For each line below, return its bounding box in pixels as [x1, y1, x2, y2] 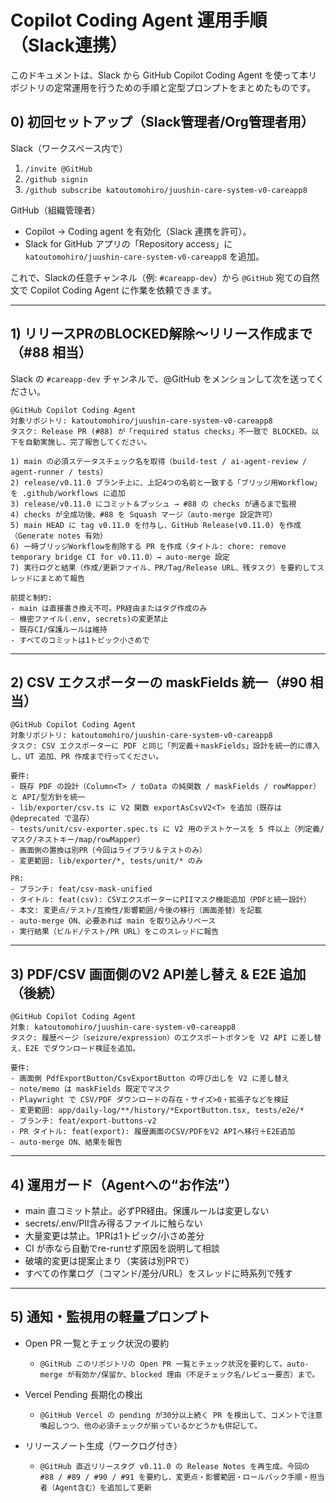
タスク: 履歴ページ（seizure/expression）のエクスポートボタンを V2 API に [10, 1033, 300, 1043]
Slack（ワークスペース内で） [10, 142, 128, 154]
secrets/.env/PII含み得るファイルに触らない [24, 1217, 203, 1229]
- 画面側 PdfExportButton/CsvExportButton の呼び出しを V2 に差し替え [10, 1074, 290, 1084]
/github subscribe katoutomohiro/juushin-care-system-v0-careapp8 [24, 185, 308, 195]
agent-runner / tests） [10, 467, 108, 477]
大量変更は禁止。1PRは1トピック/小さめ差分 [24, 1230, 205, 1241]
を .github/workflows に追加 [10, 488, 126, 498]
